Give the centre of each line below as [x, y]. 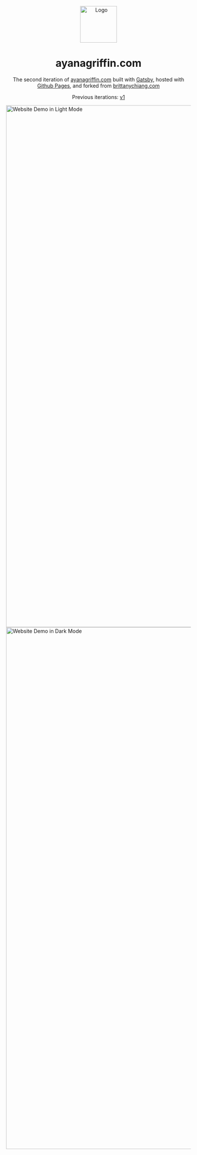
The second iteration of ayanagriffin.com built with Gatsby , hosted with [98, 79]
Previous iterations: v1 [98, 97]
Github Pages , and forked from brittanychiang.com [98, 86]
